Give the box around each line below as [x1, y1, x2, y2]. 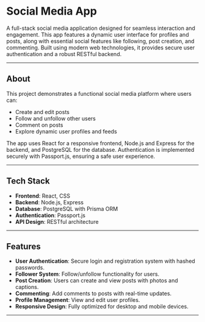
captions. [15, 284, 39, 291]
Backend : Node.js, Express [15, 198, 84, 206]
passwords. [15, 264, 45, 271]
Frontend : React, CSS [15, 192, 70, 199]
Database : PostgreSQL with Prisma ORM [15, 205, 118, 212]
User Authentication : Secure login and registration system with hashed [15, 257, 195, 265]
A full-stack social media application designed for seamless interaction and [6, 24, 195, 32]
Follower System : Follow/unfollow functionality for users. [15, 270, 160, 278]
